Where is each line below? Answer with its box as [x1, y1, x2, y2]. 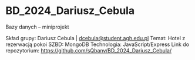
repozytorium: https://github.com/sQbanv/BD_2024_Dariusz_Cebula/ [5, 47, 172, 54]
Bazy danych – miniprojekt [5, 23, 69, 30]
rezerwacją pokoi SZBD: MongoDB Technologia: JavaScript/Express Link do [5, 41, 189, 48]
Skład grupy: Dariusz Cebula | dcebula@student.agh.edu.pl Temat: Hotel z [5, 34, 186, 41]
